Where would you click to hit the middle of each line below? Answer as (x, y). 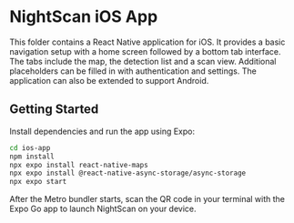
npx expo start (38, 182)
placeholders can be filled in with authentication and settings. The (133, 71)
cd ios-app (30, 147)
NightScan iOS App (84, 17)
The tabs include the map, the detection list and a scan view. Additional (143, 61)
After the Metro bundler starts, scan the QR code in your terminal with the (147, 199)
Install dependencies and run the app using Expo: (102, 131)
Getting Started (54, 110)
